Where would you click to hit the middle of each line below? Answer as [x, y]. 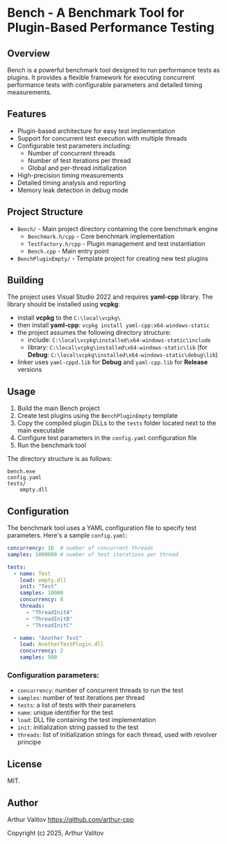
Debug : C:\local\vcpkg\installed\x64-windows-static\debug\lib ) [123, 355]
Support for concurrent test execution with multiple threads [102, 138]
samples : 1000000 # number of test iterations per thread [93, 554]
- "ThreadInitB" [49, 619]
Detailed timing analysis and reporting [72, 182]
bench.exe [22, 471]
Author [23, 803]
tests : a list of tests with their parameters [76, 705]
